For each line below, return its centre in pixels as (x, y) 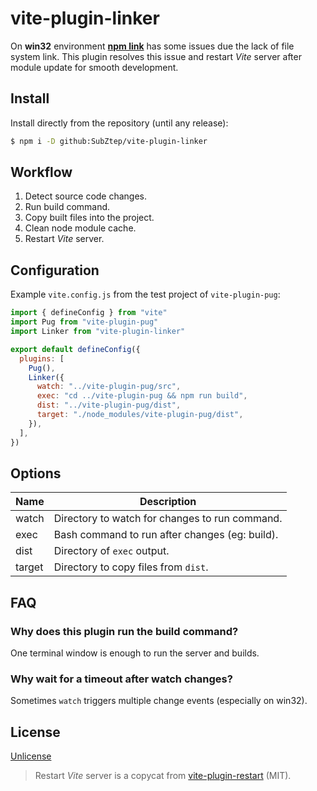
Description (168, 502)
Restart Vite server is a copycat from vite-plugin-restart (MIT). (163, 776)
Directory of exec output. (111, 551)
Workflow (41, 172)
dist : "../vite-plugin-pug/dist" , (109, 405)
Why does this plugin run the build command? (124, 631)
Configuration (55, 270)
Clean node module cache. (80, 228)
